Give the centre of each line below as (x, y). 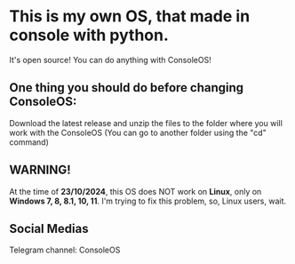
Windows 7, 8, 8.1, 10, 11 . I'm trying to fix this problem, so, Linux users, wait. (148, 201)
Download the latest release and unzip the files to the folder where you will (146, 123)
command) (29, 142)
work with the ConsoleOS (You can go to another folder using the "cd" (138, 132)
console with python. (89, 35)
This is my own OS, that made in (130, 16)
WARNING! (40, 170)
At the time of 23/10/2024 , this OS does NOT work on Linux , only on (136, 191)
